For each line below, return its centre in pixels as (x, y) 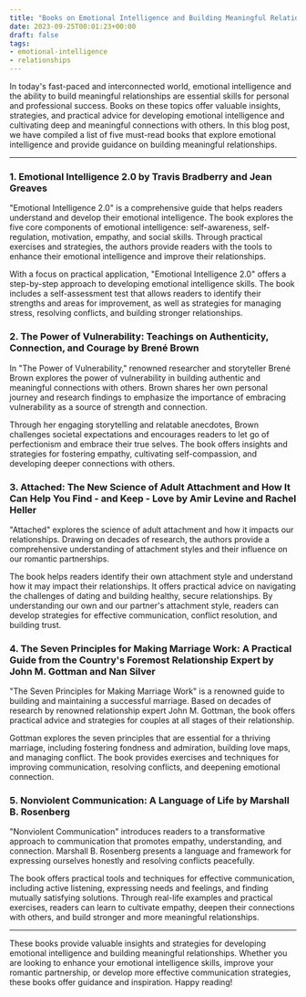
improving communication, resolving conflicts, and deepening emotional (145, 767)
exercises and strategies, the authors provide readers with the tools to (141, 247)
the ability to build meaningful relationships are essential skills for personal (149, 96)
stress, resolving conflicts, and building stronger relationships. (126, 313)
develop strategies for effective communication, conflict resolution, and (143, 615)
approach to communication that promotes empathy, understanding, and (146, 842)
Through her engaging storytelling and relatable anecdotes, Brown (134, 425)
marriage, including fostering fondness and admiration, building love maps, (150, 748)
